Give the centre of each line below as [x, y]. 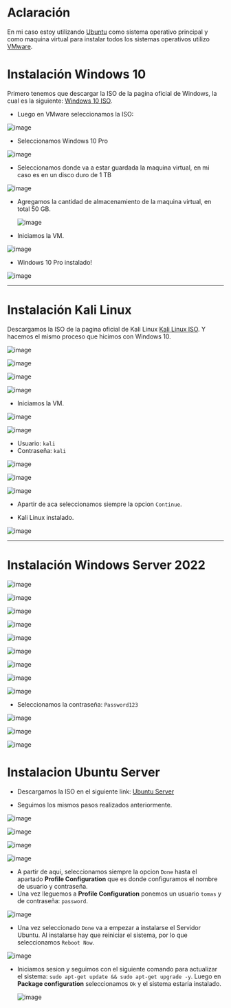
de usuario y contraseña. [52, 886]
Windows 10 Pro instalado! [55, 262]
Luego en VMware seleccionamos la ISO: [75, 114]
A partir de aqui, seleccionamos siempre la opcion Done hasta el [107, 871]
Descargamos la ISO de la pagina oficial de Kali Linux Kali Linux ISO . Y [107, 329]
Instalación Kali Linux [69, 310]
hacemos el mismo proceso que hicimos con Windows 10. [89, 336]
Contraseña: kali [42, 450]
